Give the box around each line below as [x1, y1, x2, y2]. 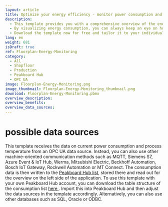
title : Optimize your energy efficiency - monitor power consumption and [5, 12, 162, 17]
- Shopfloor [9, 63, 35, 68]
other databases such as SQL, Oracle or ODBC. [5, 196, 102, 202]
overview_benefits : [5, 100, 46, 105]
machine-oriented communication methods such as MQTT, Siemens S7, [5, 153, 153, 159]
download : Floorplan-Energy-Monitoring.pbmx [5, 91, 99, 96]
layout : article [5, 7, 39, 12]
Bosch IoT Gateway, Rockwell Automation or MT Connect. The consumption [5, 164, 161, 170]
